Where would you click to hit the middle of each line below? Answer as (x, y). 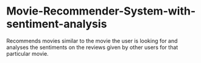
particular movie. (27, 53)
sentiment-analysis (57, 24)
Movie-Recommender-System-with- (101, 11)
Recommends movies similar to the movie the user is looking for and (92, 41)
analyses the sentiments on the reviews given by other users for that (92, 47)
